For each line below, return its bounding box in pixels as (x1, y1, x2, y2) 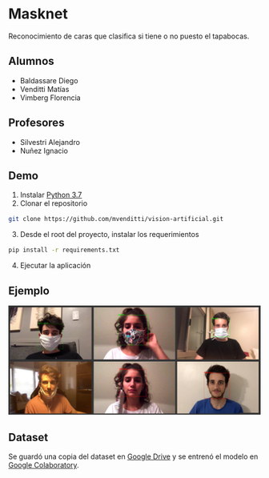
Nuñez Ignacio (19, 146, 68, 155)
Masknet (8, 5, 68, 23)
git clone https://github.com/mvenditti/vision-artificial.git (8, 215, 224, 223)
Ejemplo (8, 283, 50, 297)
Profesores (8, 116, 65, 130)
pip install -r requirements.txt (8, 246, 120, 255)
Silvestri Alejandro (19, 137, 80, 147)
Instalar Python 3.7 (19, 190, 82, 200)
